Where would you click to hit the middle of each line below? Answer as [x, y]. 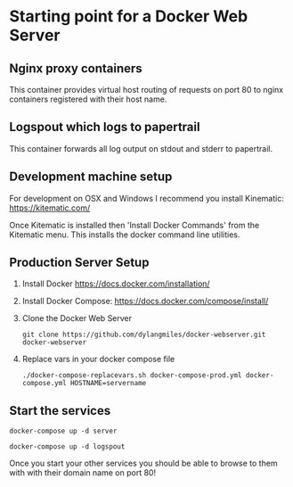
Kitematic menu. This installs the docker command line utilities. [125, 235]
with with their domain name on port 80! [83, 473]
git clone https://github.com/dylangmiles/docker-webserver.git [144, 335]
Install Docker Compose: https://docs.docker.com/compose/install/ [145, 301]
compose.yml [44, 384]
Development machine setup [91, 177]
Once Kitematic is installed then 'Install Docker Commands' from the [134, 225]
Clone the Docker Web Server [77, 318]
